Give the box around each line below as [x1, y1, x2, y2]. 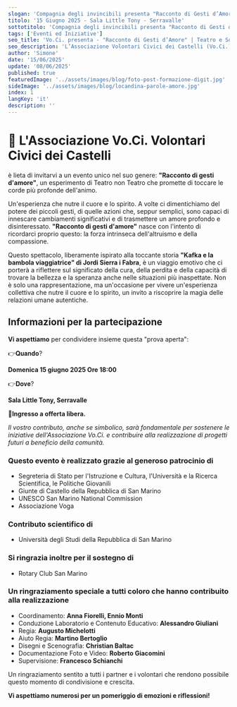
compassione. [8, 237, 49, 246]
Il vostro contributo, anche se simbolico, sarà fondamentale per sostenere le [8, 423, 230, 431]
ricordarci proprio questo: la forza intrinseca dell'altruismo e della [8, 229, 198, 238]
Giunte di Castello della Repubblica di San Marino [18, 486, 161, 495]
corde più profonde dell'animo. [8, 186, 98, 194]
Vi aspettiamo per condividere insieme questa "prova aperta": [8, 334, 189, 343]
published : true [8, 69, 56, 76]
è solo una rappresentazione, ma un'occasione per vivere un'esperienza [8, 280, 217, 289]
